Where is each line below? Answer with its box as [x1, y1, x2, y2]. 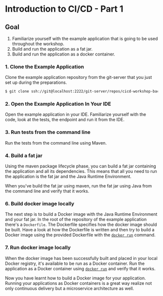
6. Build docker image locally [5, 200, 74, 207]
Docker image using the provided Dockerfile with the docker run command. [5, 232, 156, 238]
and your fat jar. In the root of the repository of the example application [5, 217, 147, 222]
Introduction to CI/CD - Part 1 [5, 3, 124, 15]
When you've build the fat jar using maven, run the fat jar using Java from [5, 183, 152, 189]
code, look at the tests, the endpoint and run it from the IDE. [5, 117, 125, 123]
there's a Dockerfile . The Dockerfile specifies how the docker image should [5, 222, 157, 227]
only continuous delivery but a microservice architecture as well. [5, 285, 134, 291]
